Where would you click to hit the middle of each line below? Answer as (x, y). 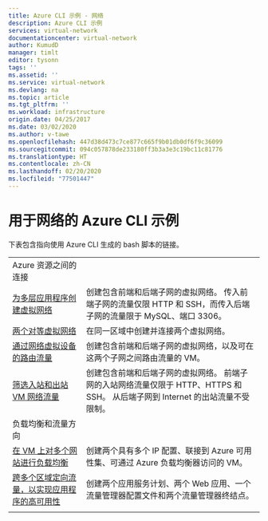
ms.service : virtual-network (57, 82)
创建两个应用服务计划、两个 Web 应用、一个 (168, 484)
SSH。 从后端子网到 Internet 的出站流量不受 (167, 397)
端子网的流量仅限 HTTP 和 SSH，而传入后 (164, 304)
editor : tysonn (33, 61)
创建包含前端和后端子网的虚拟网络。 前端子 (167, 373)
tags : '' (23, 68)
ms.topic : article (39, 97)
